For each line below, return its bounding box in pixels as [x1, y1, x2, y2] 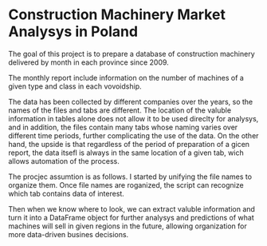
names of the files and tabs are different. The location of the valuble [8, 105, 232, 115]
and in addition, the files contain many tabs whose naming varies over [8, 122, 238, 132]
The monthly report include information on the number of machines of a [8, 73, 245, 82]
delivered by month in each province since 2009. [8, 58, 169, 67]
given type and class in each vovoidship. [8, 81, 142, 91]
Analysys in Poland [8, 22, 138, 41]
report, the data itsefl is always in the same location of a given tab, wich [8, 148, 245, 157]
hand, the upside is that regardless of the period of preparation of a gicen [8, 139, 249, 149]
